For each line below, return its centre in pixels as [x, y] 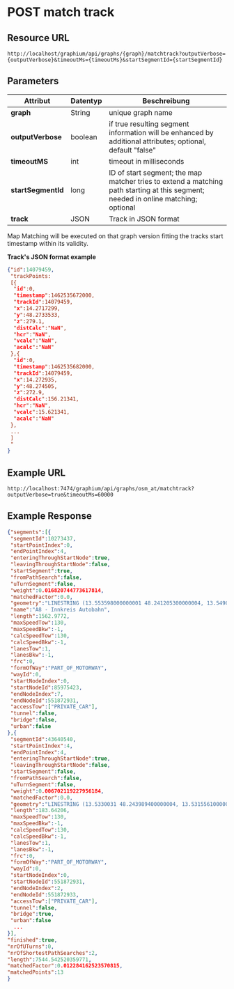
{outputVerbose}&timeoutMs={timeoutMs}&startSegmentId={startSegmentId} [115, 60]
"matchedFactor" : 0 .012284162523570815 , [65, 966]
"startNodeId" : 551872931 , [48, 882]
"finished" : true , [32, 940]
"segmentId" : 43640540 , [43, 739]
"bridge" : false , [34, 720]
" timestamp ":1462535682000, [54, 366]
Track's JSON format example [52, 257]
